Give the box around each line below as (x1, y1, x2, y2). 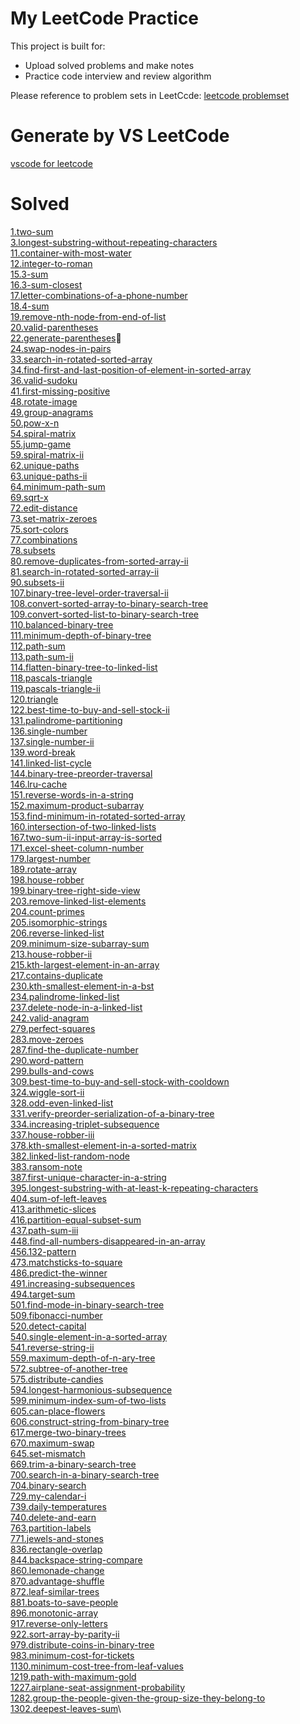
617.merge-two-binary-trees (10, 1426, 127, 1438)
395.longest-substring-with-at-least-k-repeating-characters (10, 1182, 259, 1194)
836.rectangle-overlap (10, 1543, 103, 1555)
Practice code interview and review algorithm (24, 70, 212, 82)
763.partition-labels (10, 1522, 92, 1534)
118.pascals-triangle (10, 672, 93, 684)
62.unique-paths (10, 459, 80, 471)
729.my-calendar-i (10, 1490, 87, 1502)
